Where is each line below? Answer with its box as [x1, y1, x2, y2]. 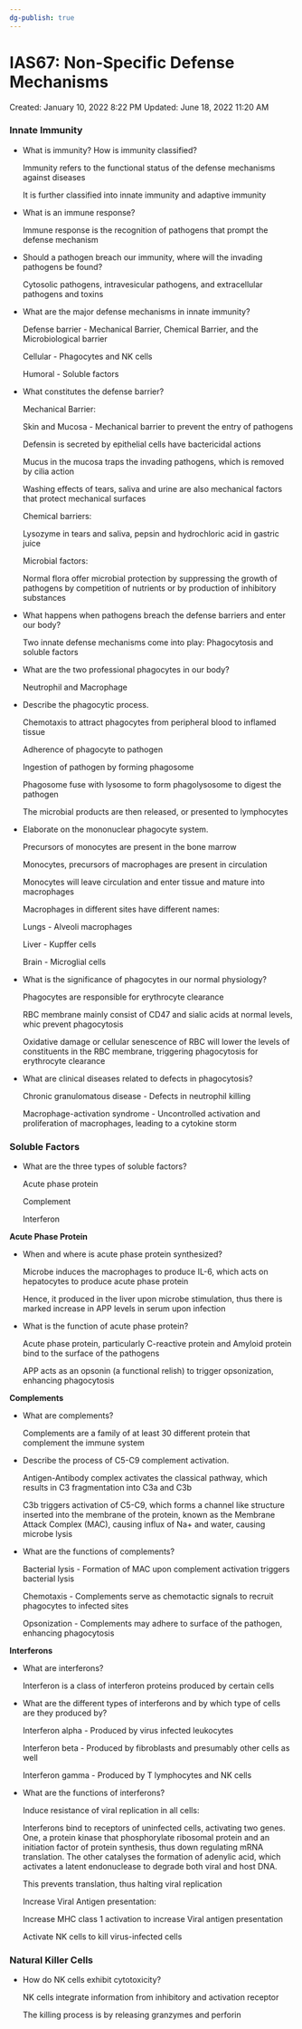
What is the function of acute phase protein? [22, 1320, 189, 1332]
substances [22, 592, 66, 603]
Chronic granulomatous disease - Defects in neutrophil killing [22, 1090, 251, 1101]
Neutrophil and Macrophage [22, 681, 128, 692]
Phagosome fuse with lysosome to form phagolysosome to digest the [22, 778, 282, 789]
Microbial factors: [22, 555, 89, 566]
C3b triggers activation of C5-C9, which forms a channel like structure [22, 1500, 285, 1511]
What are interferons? [22, 1663, 104, 1674]
